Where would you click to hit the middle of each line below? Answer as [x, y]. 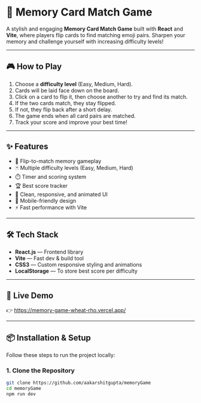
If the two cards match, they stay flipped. [66, 103]
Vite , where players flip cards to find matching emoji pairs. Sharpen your [96, 35]
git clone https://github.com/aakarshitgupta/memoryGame [79, 383]
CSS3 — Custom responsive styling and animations [78, 265]
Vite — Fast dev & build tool [49, 258]
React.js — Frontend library [49, 252]
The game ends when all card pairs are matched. [75, 115]
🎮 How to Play [34, 67]
